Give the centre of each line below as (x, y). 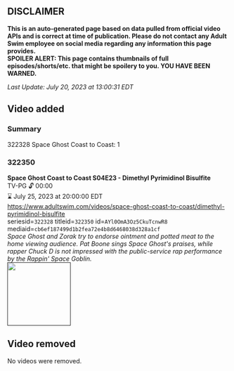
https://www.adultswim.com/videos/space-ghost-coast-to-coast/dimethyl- (116, 206)
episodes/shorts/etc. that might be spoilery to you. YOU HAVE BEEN (109, 65)
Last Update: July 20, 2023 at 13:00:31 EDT (70, 86)
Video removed (41, 344)
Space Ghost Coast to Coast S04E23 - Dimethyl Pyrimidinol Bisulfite (109, 178)
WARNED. (22, 73)
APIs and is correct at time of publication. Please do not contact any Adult (117, 36)
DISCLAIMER (36, 12)
